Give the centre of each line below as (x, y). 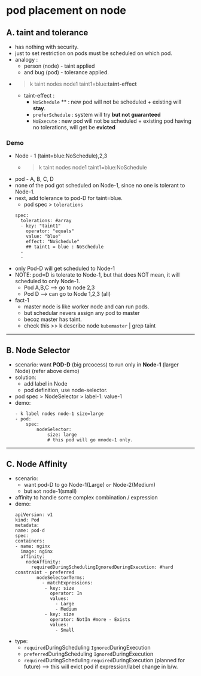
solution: (25, 377)
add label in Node (45, 384)
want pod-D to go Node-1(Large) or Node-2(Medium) (89, 484)
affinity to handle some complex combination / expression (86, 497)
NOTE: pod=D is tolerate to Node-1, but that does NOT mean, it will (97, 275)
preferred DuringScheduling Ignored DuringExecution (89, 654)
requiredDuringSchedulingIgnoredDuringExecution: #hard (102, 567)
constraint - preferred (45, 572)
